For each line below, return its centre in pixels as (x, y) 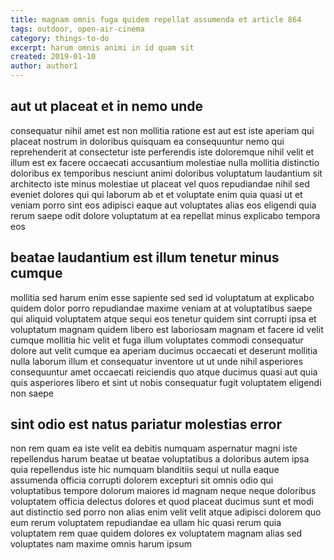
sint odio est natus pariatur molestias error (146, 424)
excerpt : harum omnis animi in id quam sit (102, 47)
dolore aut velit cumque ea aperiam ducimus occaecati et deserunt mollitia (164, 350)
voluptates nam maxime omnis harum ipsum (101, 544)
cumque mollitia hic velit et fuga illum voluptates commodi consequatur (157, 340)
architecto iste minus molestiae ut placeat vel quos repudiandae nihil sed (160, 183)
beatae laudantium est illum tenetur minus (145, 257)
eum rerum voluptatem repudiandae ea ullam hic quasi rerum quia (146, 523)
